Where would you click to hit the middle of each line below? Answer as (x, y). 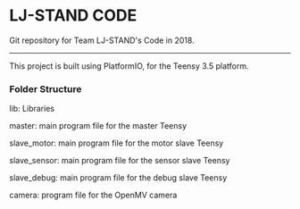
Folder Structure (46, 88)
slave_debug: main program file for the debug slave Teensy (118, 178)
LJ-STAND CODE (73, 16)
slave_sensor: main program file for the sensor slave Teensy (120, 161)
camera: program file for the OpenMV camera (93, 195)
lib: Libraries (32, 109)
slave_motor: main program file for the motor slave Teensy (117, 143)
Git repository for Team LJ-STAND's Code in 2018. (102, 40)
